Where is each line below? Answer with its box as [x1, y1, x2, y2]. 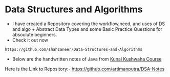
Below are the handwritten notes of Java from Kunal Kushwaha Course [12, 55, 162, 62]
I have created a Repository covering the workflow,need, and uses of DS [12, 21, 165, 27]
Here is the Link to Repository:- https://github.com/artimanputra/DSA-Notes [5, 66, 165, 72]
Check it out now [12, 37, 49, 43]
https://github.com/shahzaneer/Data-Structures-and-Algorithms [5, 47, 143, 52]
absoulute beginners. [12, 31, 57, 37]
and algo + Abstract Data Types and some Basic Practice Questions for [12, 26, 162, 32]
